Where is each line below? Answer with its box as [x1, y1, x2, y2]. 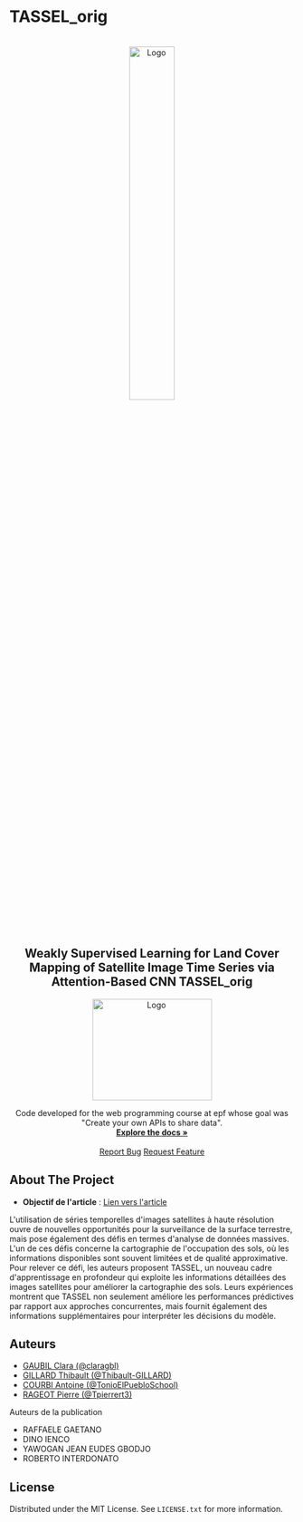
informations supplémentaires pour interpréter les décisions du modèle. [9, 1310, 277, 1321]
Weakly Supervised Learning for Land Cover [24, 946, 280, 961]
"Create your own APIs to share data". [80, 1117, 223, 1128]
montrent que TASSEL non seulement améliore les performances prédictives [9, 1291, 294, 1302]
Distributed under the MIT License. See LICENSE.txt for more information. [9, 1504, 283, 1515]
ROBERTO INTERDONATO [22, 1453, 119, 1464]
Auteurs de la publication [9, 1407, 103, 1418]
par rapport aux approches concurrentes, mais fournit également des [9, 1300, 268, 1311]
